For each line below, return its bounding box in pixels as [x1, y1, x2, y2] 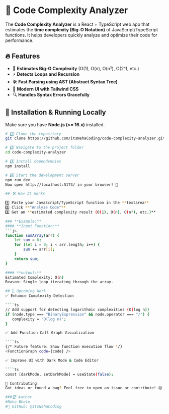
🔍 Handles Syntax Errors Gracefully [12, 91, 90, 97]
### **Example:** [5, 219, 42, 224]
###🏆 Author [5, 395, 32, 400]
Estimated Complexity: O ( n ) [5, 275, 64, 280]
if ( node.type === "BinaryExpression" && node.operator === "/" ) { [5, 312, 150, 317]
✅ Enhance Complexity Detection [5, 293, 74, 298]
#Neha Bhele [5, 399, 30, 404]
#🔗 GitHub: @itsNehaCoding [5, 404, 62, 409]
